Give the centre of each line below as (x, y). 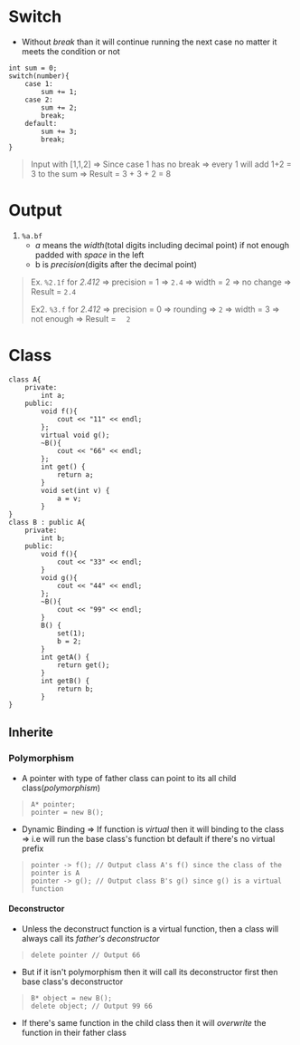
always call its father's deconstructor (90, 938)
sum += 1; (59, 92)
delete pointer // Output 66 (85, 955)
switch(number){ (39, 76)
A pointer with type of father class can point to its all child (129, 778)
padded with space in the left (89, 255)
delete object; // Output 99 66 (91, 1006)
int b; (53, 538)
